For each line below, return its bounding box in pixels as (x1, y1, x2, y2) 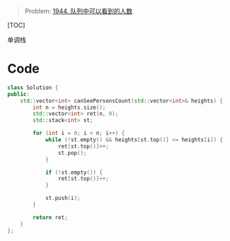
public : (7, 90, 30, 98)
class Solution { (7, 84, 59, 91)
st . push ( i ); (45, 194, 81, 202)
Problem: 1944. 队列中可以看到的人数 (24, 7, 133, 15)
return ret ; (33, 213, 69, 221)
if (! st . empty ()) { (45, 169, 103, 176)
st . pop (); (57, 149, 87, 156)
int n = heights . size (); (33, 104, 106, 111)
